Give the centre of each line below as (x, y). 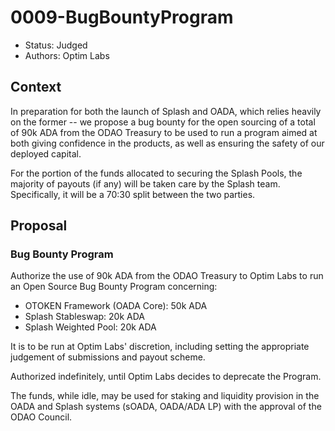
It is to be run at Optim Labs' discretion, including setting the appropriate (160, 347)
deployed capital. (46, 153)
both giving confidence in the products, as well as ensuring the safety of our (167, 143)
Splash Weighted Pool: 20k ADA (90, 327)
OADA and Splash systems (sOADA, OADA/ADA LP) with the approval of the (166, 407)
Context (36, 87)
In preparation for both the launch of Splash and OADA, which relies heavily (166, 111)
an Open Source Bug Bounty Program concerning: (114, 287)
